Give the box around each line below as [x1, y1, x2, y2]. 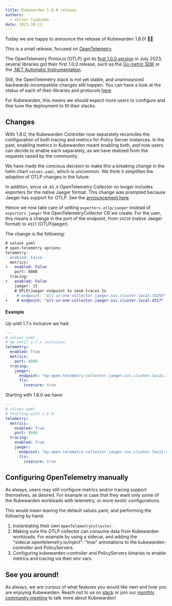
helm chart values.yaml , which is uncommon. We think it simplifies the [5, 169, 154, 175]
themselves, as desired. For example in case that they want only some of [5, 492, 159, 498]
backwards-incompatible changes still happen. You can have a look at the [5, 82, 161, 88]
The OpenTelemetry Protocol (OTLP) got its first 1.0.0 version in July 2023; [5, 56, 163, 62]
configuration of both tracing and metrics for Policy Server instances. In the [5, 137, 165, 143]
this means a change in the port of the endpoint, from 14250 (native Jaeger [5, 216, 163, 222]
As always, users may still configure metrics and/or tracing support [5, 487, 147, 493]
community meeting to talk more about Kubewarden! [5, 595, 116, 601]
